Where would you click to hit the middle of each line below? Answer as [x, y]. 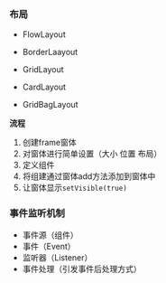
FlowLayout [44, 34]
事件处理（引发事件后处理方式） [82, 269]
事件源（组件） [50, 235]
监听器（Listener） [57, 257]
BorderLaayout [50, 52]
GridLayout [43, 70]
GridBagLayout [50, 105]
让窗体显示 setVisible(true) [75, 188]
